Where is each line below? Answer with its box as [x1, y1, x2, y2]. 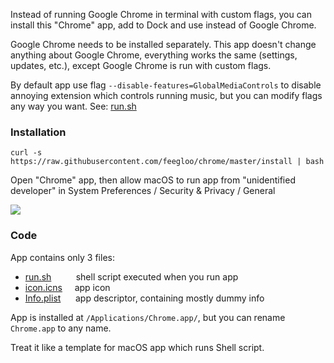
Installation [10, 125, 67, 139]
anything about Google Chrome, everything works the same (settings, [10, 49, 298, 61]
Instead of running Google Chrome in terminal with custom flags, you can [10, 9, 312, 20]
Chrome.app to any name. [10, 322, 112, 334]
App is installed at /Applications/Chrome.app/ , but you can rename [10, 311, 286, 323]
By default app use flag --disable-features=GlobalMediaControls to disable [10, 79, 322, 91]
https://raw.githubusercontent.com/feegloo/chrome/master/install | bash [10, 157, 325, 167]
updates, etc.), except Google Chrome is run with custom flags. [10, 60, 272, 71]
